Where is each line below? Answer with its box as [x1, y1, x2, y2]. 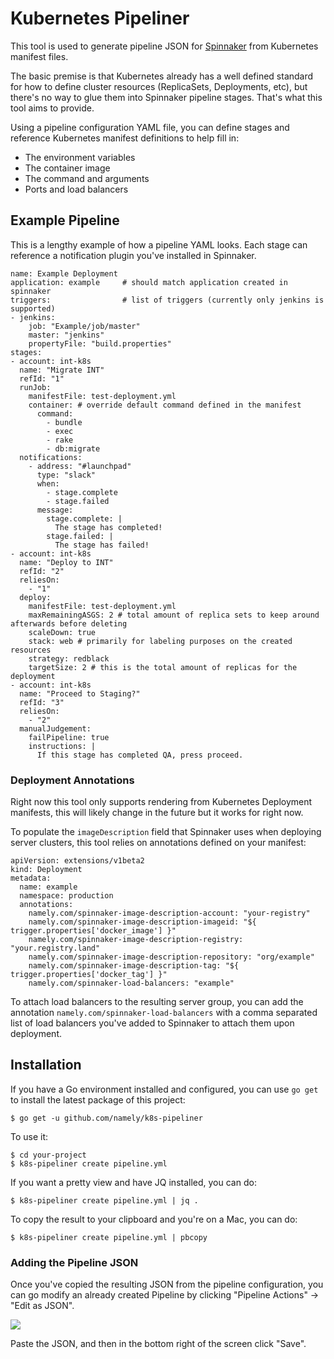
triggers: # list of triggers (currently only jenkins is [10, 295, 325, 305]
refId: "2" [19, 566, 65, 576]
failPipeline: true [28, 732, 110, 742]
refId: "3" [19, 697, 65, 707]
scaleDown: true [28, 627, 97, 637]
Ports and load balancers [24, 183, 129, 195]
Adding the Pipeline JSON [10, 1255, 139, 1269]
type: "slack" [36, 470, 97, 480]
